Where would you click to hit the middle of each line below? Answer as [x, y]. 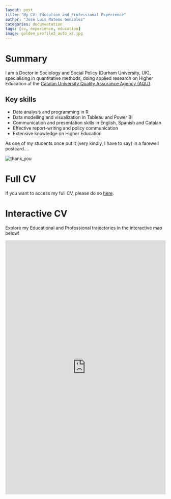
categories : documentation [34, 24]
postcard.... [17, 148]
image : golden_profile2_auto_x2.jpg [44, 34]
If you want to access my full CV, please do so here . [60, 193]
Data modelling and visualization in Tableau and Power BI [73, 117]
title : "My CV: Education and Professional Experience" [66, 15]
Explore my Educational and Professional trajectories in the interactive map [84, 228]
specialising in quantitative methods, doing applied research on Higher [79, 78]
